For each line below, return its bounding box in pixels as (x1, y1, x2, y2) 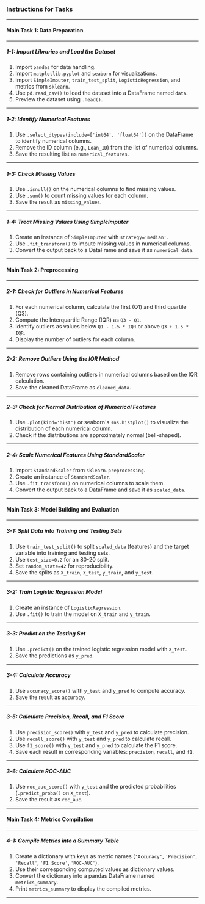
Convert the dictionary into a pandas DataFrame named (15, 872, 155, 879)
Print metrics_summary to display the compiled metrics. (15, 884, 152, 892)
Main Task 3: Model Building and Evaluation (6, 506, 120, 513)
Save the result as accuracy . (15, 693, 85, 701)
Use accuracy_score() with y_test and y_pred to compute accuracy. (15, 687, 186, 694)
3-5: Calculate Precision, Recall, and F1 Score (6, 713, 125, 720)
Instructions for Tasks (6, 5, 73, 13)
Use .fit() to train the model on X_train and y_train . (15, 610, 151, 618)
